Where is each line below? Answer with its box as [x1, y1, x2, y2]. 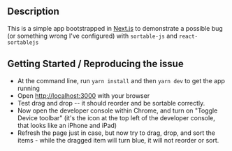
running [17, 84, 41, 92]
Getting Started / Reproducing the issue [7, 58, 184, 70]
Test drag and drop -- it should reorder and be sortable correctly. [17, 99, 205, 107]
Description [7, 6, 59, 17]
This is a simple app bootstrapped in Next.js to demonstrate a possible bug [7, 24, 224, 32]
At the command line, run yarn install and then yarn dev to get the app [17, 76, 226, 85]
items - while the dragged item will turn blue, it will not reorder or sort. [17, 136, 219, 144]
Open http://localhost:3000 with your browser [17, 91, 150, 100]
